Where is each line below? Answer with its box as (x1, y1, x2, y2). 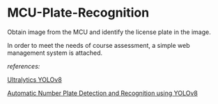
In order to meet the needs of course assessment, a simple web (7, 41, 190, 49)
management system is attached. (7, 49, 103, 57)
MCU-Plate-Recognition (7, 5, 150, 21)
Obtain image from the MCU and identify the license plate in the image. (7, 28, 211, 36)
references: (7, 62, 40, 70)
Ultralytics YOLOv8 (7, 75, 63, 84)
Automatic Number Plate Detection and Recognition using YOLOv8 (7, 89, 198, 97)
